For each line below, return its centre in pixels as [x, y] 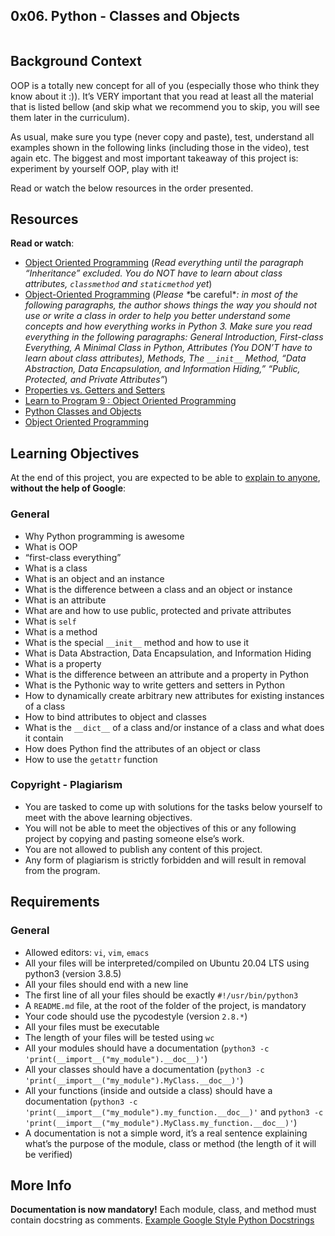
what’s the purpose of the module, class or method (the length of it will [170, 1143]
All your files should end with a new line [106, 984]
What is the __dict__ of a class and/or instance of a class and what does [174, 727]
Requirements [55, 902]
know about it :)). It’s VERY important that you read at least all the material [162, 96]
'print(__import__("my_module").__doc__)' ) [116, 1058]
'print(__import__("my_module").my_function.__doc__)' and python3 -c [174, 1111]
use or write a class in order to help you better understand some [157, 316]
